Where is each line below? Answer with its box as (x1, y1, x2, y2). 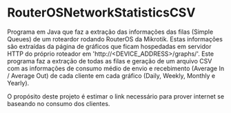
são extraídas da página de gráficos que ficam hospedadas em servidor (7, 42, 212, 50)
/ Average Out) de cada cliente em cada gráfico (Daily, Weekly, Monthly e (7, 71, 216, 80)
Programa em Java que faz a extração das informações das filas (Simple (7, 28, 214, 36)
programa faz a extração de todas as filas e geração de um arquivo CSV (7, 56, 212, 65)
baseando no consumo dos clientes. (7, 99, 110, 107)
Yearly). (7, 79, 30, 87)
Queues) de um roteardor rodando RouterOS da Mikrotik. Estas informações (7, 34, 223, 43)
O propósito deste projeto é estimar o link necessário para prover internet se (7, 92, 225, 101)
